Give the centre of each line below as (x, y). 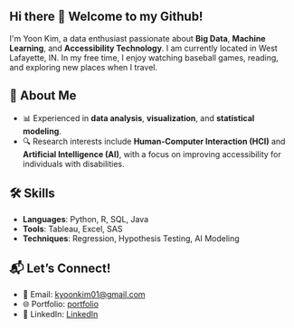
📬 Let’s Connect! (60, 268)
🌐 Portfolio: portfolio (61, 305)
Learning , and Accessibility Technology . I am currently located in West (143, 48)
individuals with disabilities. (73, 164)
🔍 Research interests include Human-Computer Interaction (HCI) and (154, 141)
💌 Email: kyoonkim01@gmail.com (84, 295)
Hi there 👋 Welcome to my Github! (106, 17)
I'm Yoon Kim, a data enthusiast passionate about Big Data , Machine (138, 38)
